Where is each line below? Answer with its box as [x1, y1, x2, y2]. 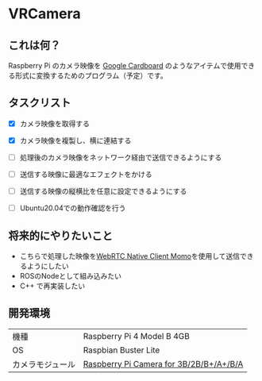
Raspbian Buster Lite [83, 344, 160, 356]
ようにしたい [26, 261, 69, 271]
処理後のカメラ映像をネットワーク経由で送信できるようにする [19, 152, 222, 162]
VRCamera [8, 5, 81, 23]
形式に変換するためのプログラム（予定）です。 [14, 71, 168, 80]
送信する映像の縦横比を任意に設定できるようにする [19, 187, 187, 196]
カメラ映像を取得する [19, 118, 90, 128]
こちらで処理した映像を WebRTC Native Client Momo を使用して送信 [19, 252, 241, 260]
